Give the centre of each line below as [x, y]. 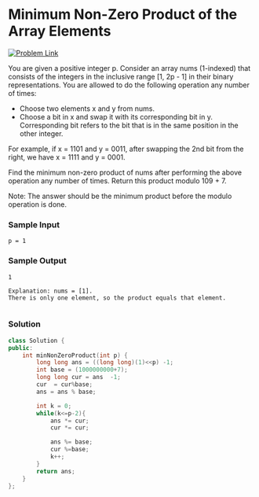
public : [21, 348]
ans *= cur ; [69, 421]
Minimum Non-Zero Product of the [123, 15]
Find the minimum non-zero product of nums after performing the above [125, 172]
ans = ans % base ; [66, 392]
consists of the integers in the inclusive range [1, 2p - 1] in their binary [121, 76]
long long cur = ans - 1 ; [79, 377]
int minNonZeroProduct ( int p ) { [75, 355]
